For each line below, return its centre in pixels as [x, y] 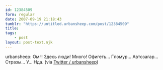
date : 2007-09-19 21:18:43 [33, 19]
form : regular [20, 14]
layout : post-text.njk [29, 42]
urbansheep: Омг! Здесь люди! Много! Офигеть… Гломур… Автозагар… [82, 56]
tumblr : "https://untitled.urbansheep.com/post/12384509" [67, 24]
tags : [11, 33]
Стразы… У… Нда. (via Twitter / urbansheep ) [52, 62]
